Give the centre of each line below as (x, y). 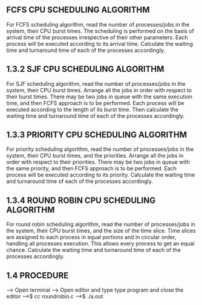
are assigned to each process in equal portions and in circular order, (91, 237)
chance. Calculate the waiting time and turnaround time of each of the (94, 250)
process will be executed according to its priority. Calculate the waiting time (101, 175)
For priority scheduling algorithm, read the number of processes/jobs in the (100, 149)
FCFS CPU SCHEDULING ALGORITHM (78, 10)
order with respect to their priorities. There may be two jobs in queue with (98, 162)
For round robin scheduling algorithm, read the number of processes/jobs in (101, 224)
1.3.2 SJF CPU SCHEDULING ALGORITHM (85, 69)
